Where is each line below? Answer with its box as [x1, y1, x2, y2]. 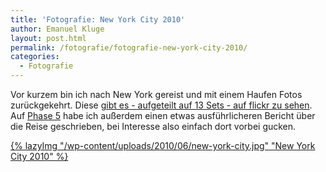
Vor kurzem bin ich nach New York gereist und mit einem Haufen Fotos [10, 89, 303, 100]
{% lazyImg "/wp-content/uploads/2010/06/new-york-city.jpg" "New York [10, 140, 316, 151]
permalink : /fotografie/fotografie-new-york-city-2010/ [10, 42, 248, 53]
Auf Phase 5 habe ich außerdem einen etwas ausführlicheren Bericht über [10, 110, 316, 121]
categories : [10, 52, 60, 62]
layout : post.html [10, 33, 87, 43]
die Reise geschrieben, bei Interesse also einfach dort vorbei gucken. [10, 121, 297, 132]
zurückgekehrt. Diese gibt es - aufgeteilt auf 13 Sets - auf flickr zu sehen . [10, 99, 313, 111]
